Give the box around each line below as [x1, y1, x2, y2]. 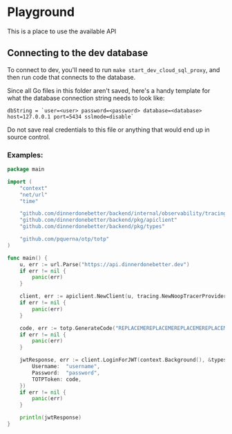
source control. [7, 132, 50, 141]
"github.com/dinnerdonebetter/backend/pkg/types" [19, 223, 166, 230]
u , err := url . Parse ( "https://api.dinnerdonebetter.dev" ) [19, 261, 190, 268]
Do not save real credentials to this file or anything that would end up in [7, 125, 211, 134]
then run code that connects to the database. [7, 73, 136, 81]
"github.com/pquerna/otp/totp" [19, 236, 110, 243]
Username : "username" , [32, 363, 100, 370]
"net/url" [19, 191, 48, 198]
